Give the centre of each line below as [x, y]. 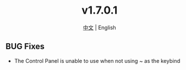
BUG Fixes [25, 47]
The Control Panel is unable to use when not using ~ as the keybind [97, 61]
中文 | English [100, 27]
